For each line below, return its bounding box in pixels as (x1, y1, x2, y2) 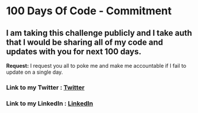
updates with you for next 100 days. (6, 46, 142, 56)
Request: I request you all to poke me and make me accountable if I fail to (6, 62, 187, 69)
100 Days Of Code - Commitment (6, 4, 172, 18)
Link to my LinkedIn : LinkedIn (6, 99, 94, 108)
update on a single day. (6, 68, 63, 76)
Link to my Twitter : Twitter (6, 83, 85, 92)
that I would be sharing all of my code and (6, 37, 163, 47)
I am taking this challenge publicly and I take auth (6, 28, 193, 38)
